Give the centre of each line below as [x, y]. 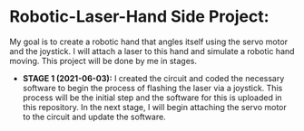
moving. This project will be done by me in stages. [103, 61]
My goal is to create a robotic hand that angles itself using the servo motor [149, 42]
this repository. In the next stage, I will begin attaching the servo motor [155, 107]
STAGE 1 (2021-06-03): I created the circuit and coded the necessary [153, 78]
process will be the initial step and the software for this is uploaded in [152, 98]
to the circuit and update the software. [94, 117]
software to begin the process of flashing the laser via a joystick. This [152, 88]
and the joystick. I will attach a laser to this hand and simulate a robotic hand [152, 51]
